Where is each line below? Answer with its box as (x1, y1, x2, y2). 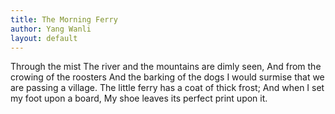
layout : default (10, 33, 78, 43)
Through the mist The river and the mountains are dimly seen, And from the (10, 61, 322, 73)
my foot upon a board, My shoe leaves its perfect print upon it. (10, 92, 268, 105)
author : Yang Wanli (10, 24, 92, 34)
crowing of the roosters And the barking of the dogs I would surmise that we (10, 71, 325, 83)
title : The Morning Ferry (10, 14, 118, 25)
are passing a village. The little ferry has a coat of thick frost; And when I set (10, 82, 325, 94)
